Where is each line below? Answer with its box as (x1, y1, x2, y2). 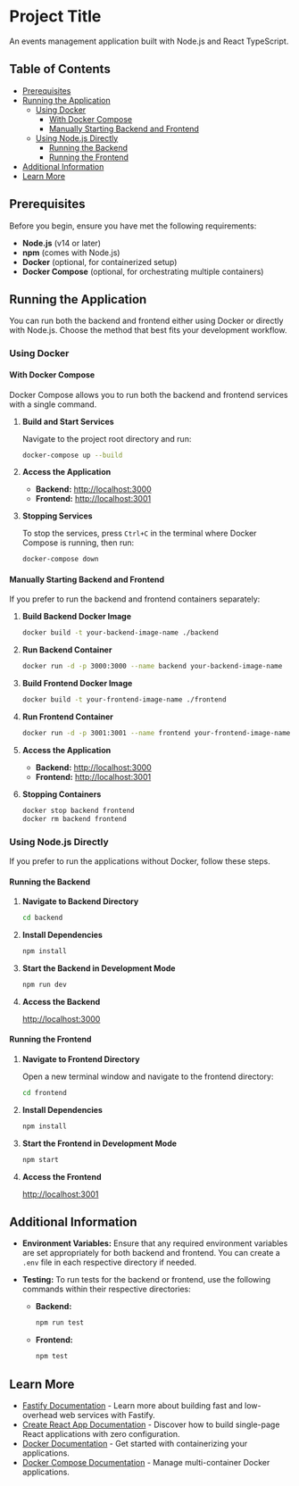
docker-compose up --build (21, 451, 123, 460)
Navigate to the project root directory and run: (21, 433, 192, 444)
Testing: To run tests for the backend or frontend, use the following (21, 1274, 270, 1285)
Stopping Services (21, 511, 93, 521)
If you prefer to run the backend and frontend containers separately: (9, 594, 261, 604)
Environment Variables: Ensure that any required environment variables (21, 1238, 288, 1249)
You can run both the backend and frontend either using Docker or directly (9, 315, 284, 327)
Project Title (9, 6, 102, 27)
